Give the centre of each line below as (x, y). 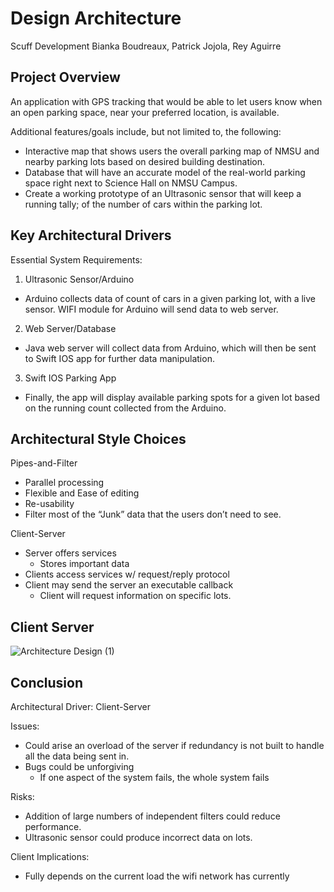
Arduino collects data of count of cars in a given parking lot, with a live (170, 298)
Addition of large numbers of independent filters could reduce (152, 816)
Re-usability (49, 504)
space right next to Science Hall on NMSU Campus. (131, 183)
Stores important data (84, 564)
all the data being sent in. (77, 756)
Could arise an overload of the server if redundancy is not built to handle (174, 745)
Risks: (22, 796)
